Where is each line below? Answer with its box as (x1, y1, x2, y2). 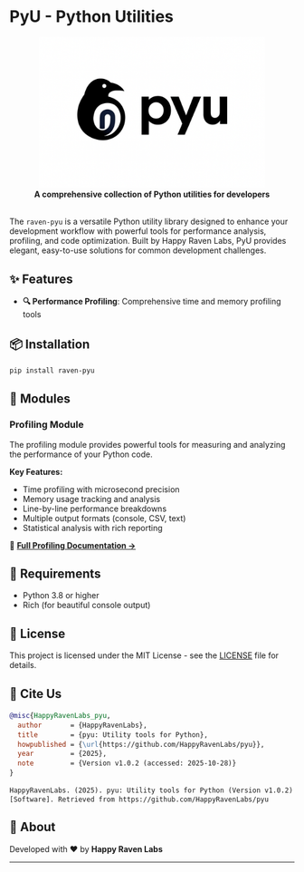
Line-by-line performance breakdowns (22, 503, 167, 514)
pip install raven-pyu (9, 365, 95, 375)
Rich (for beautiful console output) (22, 600, 151, 611)
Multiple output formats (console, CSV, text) (22, 512, 186, 523)
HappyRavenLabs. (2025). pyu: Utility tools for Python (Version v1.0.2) (9, 786, 294, 795)
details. (9, 660, 37, 671)
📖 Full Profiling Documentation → (9, 539, 137, 550)
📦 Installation (9, 336, 90, 352)
